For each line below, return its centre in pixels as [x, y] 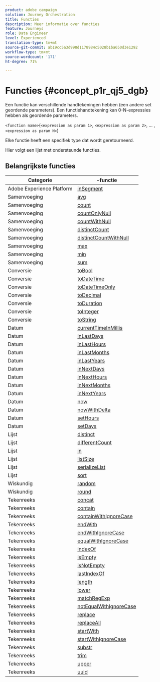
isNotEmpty [91, 565]
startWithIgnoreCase [102, 639]
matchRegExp [94, 598]
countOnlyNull [94, 213]
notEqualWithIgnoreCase [107, 606]
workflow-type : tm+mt [28, 52]
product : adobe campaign [31, 10]
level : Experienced [26, 38]
